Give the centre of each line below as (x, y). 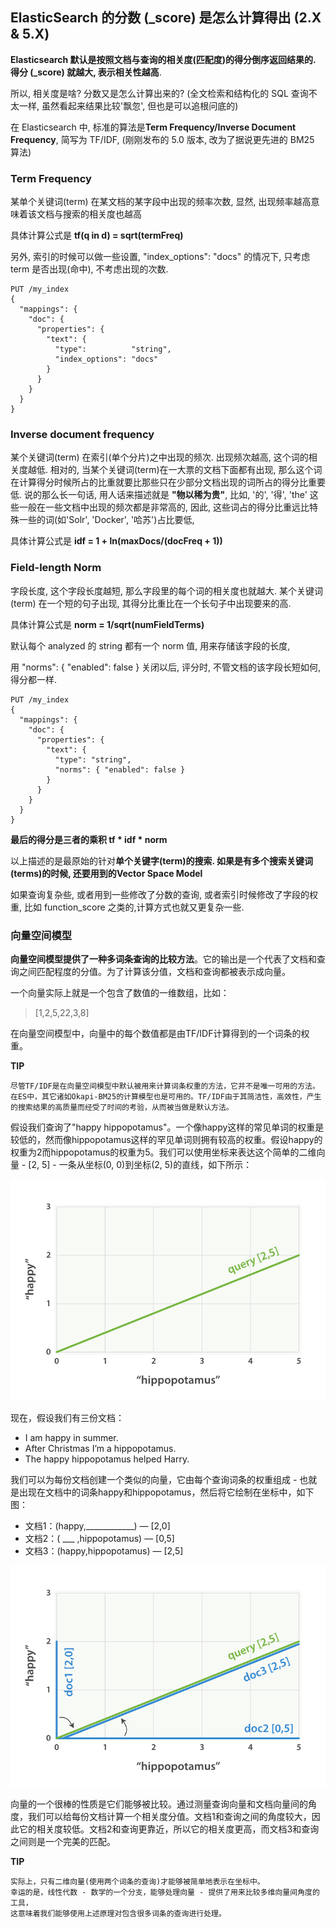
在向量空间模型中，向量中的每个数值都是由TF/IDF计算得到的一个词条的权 (160, 1033)
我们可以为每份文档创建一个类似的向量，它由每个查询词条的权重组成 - (154, 1480)
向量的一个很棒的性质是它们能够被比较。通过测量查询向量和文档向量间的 (159, 1804)
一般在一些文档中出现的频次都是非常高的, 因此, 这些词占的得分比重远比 (164, 507)
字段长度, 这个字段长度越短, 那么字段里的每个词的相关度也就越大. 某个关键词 (166, 590)
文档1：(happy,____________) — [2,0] (97, 1526)
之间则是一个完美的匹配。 (63, 1842)
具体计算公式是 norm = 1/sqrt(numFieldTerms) (107, 624)
